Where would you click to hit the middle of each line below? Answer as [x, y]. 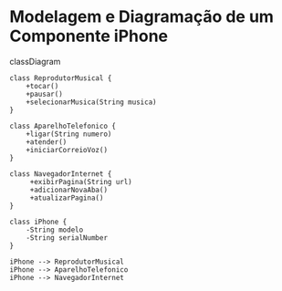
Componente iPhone [89, 36]
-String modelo [55, 230]
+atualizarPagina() [67, 198]
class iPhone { [38, 222]
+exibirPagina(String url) [81, 182]
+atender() [47, 142]
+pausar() [45, 94]
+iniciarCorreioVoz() [67, 150]
